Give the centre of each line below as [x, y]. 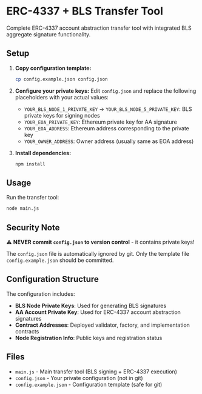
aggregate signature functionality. [49, 34]
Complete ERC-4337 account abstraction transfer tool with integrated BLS [99, 28]
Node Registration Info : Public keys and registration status [89, 338]
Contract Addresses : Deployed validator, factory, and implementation [102, 325]
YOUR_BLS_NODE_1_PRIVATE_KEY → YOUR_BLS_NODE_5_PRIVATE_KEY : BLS [108, 109]
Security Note [33, 228]
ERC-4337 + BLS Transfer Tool [85, 11]
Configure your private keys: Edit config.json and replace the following [106, 91]
